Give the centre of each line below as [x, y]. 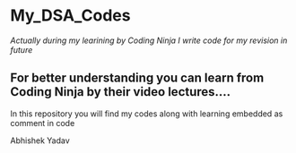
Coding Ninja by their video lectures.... [121, 92]
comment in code [43, 123]
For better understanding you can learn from [137, 78]
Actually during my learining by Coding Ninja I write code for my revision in [149, 40]
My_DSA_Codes [70, 16]
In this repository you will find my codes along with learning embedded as [147, 114]
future [22, 49]
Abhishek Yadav [40, 140]
